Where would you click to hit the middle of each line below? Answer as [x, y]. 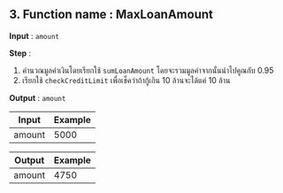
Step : [20, 53]
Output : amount [38, 97]
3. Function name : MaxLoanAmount [111, 15]
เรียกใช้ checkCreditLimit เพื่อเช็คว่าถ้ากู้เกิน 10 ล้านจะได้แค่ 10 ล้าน [126, 80]
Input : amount [34, 35]
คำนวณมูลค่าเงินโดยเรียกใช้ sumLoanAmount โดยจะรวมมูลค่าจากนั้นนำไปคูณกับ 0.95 [148, 70]
